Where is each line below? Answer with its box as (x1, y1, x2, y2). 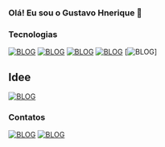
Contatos (8, 112, 46, 123)
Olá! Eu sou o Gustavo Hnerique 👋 (8, 7, 142, 18)
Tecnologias (8, 28, 58, 39)
